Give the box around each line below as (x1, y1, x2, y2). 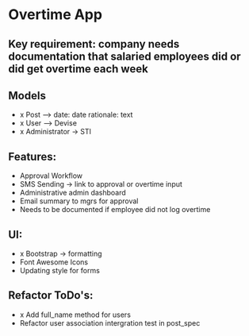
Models (8, 89, 46, 102)
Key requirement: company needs (8, 37, 180, 51)
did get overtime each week (8, 62, 148, 75)
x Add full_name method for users (19, 310, 131, 319)
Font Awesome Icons (19, 257, 89, 267)
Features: (8, 149, 57, 164)
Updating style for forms (19, 266, 101, 276)
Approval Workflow (19, 171, 83, 180)
